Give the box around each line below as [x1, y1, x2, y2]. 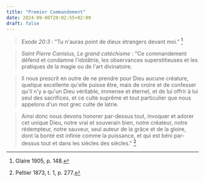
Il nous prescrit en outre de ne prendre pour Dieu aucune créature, [21, 75, 189, 82]
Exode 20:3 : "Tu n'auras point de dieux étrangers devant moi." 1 [21, 37, 183, 46]
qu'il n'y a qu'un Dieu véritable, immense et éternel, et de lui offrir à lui [21, 88, 198, 95]
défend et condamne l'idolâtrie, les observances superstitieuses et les [21, 56, 198, 64]
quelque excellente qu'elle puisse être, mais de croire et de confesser [21, 81, 196, 89]
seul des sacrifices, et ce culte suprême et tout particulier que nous [21, 94, 192, 101]
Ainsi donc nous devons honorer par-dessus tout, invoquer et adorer [21, 112, 194, 120]
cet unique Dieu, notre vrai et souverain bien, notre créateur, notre [21, 119, 188, 126]
